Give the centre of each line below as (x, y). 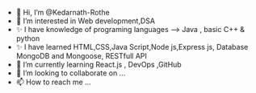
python (28, 38)
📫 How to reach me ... (53, 82)
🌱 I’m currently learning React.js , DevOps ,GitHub (99, 65)
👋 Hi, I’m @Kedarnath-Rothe (63, 12)
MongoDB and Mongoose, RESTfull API (82, 56)
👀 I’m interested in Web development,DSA (86, 21)
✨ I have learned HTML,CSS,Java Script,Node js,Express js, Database (132, 47)
